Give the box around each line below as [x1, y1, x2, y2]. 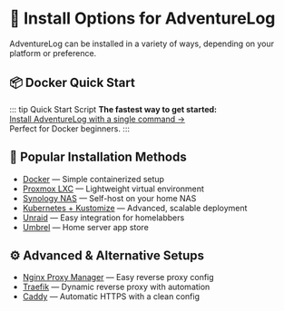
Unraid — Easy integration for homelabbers [22, 212, 185, 223]
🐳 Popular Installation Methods [9, 150, 188, 165]
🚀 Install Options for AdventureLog [9, 8, 276, 29]
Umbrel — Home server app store [22, 221, 150, 232]
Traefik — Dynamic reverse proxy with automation [22, 281, 211, 293]
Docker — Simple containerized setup [22, 173, 165, 184]
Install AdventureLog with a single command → [9, 113, 186, 124]
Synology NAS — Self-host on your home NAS [22, 192, 197, 203]
